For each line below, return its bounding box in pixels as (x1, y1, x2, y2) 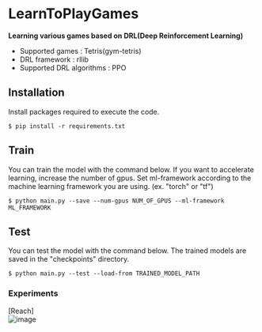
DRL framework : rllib (19, 55, 89, 64)
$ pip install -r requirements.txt (8, 122, 126, 130)
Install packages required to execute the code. (8, 107, 160, 116)
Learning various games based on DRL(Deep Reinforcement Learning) (8, 31, 244, 40)
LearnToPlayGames (8, 5, 139, 23)
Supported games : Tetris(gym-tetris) (19, 46, 142, 55)
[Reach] (8, 306, 34, 315)
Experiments (8, 288, 59, 299)
